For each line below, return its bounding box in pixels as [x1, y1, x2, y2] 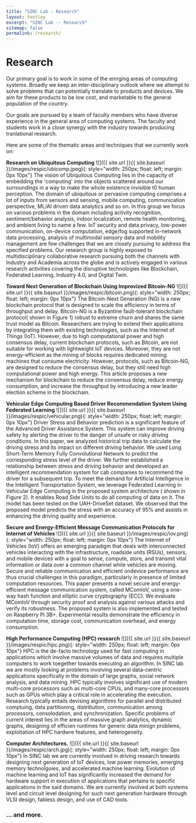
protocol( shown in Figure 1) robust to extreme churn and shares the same [6, 314, 185, 321]
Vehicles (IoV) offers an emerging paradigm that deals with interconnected [6, 542, 186, 549]
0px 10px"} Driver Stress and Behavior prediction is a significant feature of [6, 419, 185, 426]
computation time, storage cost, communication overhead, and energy [6, 618, 176, 625]
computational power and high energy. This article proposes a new [6, 370, 167, 377]
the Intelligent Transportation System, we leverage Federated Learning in [6, 481, 182, 488]
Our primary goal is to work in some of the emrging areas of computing [6, 75, 178, 82]
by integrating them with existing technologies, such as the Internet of [6, 326, 175, 333]
